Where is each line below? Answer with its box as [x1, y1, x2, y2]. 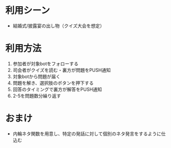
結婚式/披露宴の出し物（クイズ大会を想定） [12, 23, 105, 29]
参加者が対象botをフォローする [12, 60, 79, 67]
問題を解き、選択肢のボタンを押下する [12, 80, 94, 86]
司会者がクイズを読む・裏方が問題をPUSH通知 [12, 67, 111, 73]
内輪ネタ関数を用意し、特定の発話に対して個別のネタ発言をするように [12, 131, 162, 137]
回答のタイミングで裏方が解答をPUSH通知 [12, 86, 102, 92]
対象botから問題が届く [12, 73, 61, 80]
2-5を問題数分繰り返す [12, 92, 62, 99]
